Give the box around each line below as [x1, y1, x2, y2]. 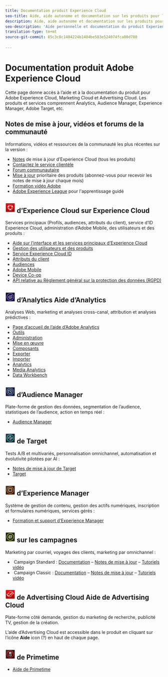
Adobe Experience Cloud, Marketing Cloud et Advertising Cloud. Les [5, 94, 146, 100]
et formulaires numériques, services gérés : [5, 507, 95, 514]
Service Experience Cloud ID [12, 251, 72, 257]
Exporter [12, 351, 31, 357]
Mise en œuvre [12, 340, 44, 346]
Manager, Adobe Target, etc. [5, 105, 64, 111]
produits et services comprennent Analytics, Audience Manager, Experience [5, 100, 162, 106]
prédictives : [5, 314, 31, 321]
